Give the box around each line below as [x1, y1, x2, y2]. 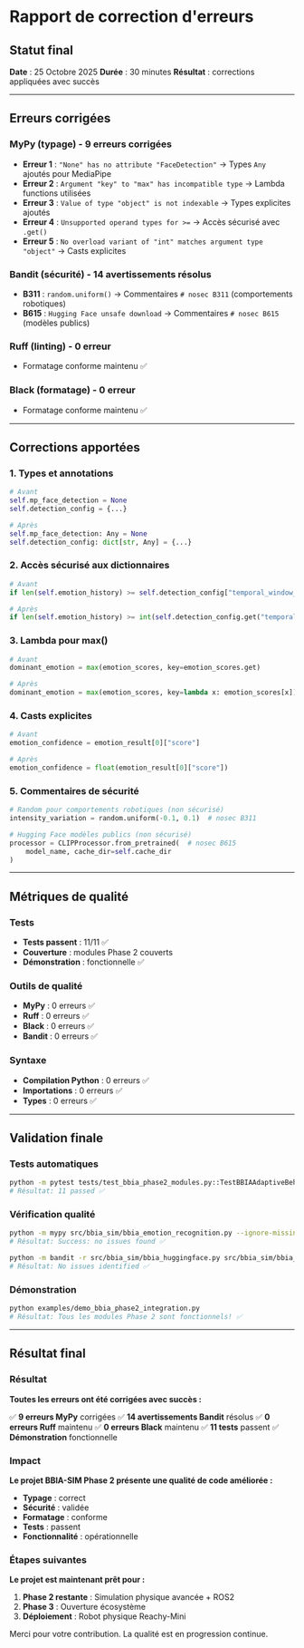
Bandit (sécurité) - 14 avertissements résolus [9, 267, 212, 280]
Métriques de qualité [9, 888, 129, 904]
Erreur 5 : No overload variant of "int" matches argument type [22, 236, 264, 247]
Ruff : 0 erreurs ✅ [22, 1011, 90, 1022]
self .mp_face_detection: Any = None [9, 528, 147, 538]
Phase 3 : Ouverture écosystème [22, 1602, 147, 1613]
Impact [9, 1454, 42, 1467]
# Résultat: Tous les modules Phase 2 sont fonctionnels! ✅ [9, 1313, 242, 1322]
